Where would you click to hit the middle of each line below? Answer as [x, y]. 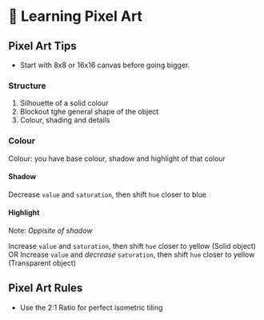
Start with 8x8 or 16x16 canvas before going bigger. [105, 65]
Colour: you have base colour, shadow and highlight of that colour [117, 158]
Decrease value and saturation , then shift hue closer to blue [107, 194]
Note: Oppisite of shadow [51, 230]
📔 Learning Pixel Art [75, 16]
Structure [27, 86]
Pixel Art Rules [46, 288]
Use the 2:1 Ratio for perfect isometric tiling [91, 307]
